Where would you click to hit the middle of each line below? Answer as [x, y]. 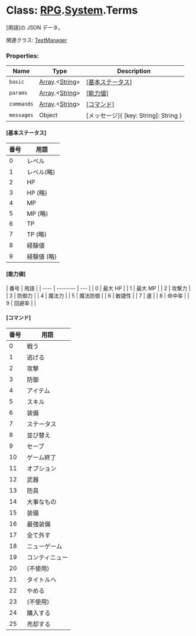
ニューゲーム [45, 546]
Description [134, 71]
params [18, 93]
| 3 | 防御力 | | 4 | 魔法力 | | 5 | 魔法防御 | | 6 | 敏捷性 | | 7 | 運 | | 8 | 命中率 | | [98, 295]
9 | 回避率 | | [21, 303]
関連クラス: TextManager [37, 40]
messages [21, 115]
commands [21, 104]
